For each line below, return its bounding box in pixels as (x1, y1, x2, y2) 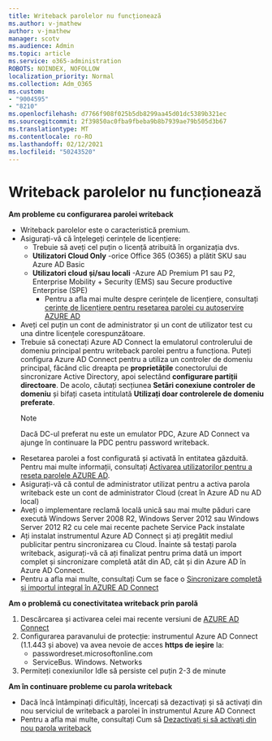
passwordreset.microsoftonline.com (32, 648, 153, 658)
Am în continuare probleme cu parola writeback (8, 682, 173, 691)
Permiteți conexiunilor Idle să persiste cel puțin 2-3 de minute (19, 666, 227, 676)
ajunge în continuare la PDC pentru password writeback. (19, 437, 209, 447)
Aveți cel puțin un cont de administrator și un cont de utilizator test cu (19, 320, 253, 330)
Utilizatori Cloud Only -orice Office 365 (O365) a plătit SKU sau (32, 251, 247, 261)
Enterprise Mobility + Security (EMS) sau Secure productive (32, 277, 233, 286)
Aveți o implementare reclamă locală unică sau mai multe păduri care (19, 505, 251, 515)
